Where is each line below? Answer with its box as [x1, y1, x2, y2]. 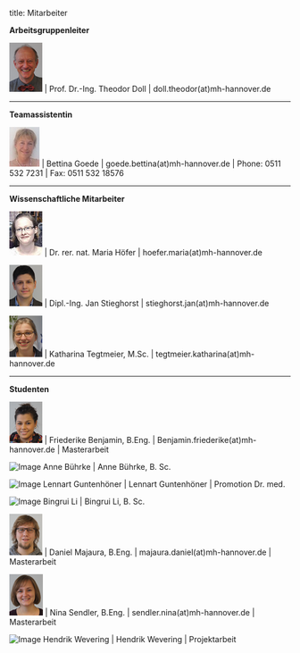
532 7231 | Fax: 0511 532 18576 [9, 168, 125, 178]
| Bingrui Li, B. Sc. [79, 496, 146, 506]
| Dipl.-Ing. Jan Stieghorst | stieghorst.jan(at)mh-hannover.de [44, 298, 270, 308]
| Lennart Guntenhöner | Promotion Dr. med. [123, 479, 286, 490]
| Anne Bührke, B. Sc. [92, 462, 171, 472]
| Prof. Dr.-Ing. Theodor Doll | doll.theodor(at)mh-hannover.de [44, 84, 271, 94]
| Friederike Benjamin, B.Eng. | [44, 435, 156, 445]
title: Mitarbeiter [9, 8, 69, 18]
